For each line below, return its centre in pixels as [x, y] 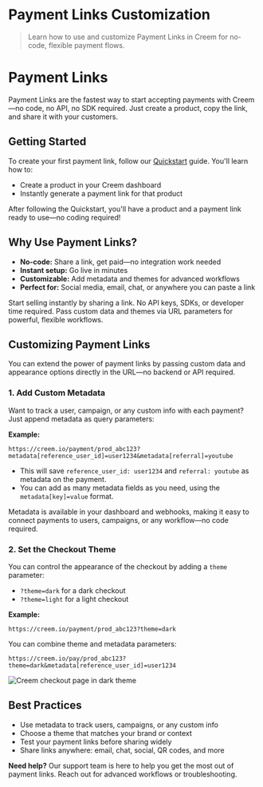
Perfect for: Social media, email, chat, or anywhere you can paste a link [137, 287]
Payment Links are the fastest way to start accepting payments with [120, 99]
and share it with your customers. [63, 117]
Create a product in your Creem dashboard [90, 184]
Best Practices [45, 705]
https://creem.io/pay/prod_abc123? [67, 658]
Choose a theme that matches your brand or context [106, 733]
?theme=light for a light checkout [74, 599]
